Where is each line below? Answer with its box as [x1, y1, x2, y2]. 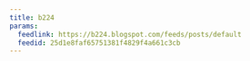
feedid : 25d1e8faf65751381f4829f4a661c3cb [17, 38, 181, 48]
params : [9, 22, 39, 30]
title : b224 [9, 13, 55, 22]
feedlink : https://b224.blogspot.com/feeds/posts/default [17, 30, 243, 39]
